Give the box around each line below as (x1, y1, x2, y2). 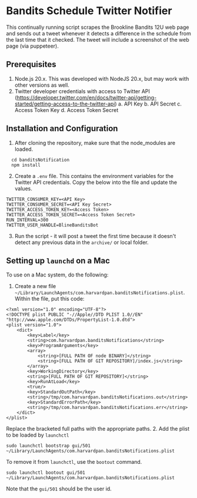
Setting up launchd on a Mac (6, 255, 111, 266)
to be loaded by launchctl (6, 431, 69, 438)
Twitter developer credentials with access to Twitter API (14, 87, 150, 95)
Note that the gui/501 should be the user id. (6, 485, 112, 493)
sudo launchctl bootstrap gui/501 (6, 443, 91, 449)
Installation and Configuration (6, 124, 118, 134)
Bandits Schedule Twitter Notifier (6, 4, 172, 18)
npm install (11, 162, 41, 168)
